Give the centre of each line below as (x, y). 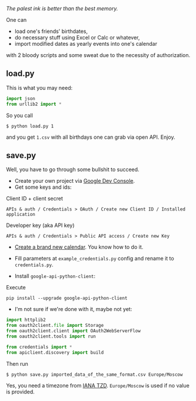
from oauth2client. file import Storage (55, 326)
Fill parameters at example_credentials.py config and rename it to (94, 259)
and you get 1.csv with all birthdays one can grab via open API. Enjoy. (91, 137)
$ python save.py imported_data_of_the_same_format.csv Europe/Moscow (94, 375)
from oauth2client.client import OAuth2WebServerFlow (74, 331)
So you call (20, 115)
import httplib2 (26, 320)
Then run (17, 363)
